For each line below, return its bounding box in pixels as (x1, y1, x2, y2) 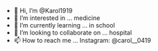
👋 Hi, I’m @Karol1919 (13, 7, 73, 14)
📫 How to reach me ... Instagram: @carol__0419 (13, 37, 151, 44)
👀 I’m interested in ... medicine (13, 14, 100, 22)
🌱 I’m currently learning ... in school (13, 21, 116, 29)
